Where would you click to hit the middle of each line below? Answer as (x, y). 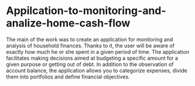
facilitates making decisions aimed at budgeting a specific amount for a (92, 58)
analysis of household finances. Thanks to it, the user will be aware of (90, 46)
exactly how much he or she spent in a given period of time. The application (97, 51)
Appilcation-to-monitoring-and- (86, 11)
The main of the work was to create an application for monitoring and (90, 39)
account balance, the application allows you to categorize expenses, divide (97, 70)
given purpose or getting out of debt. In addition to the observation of (90, 64)
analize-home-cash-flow (68, 23)
